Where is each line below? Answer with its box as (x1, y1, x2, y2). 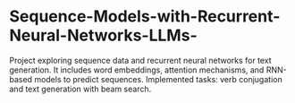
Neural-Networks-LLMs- (9, 25, 198, 46)
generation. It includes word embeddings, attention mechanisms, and (9, 64, 265, 75)
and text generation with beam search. (9, 83, 152, 94)
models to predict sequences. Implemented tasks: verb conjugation (34, 73, 283, 84)
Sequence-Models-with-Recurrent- (9, 6, 281, 27)
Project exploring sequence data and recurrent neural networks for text (9, 55, 272, 65)
